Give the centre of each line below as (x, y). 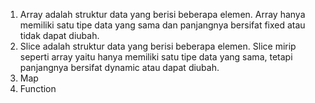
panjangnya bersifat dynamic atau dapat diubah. (119, 67)
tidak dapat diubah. (59, 35)
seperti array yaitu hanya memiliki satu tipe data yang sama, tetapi (156, 57)
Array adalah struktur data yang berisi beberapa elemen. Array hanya (162, 14)
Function (38, 88)
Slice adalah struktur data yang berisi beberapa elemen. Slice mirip (158, 46)
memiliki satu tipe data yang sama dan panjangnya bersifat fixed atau (162, 25)
